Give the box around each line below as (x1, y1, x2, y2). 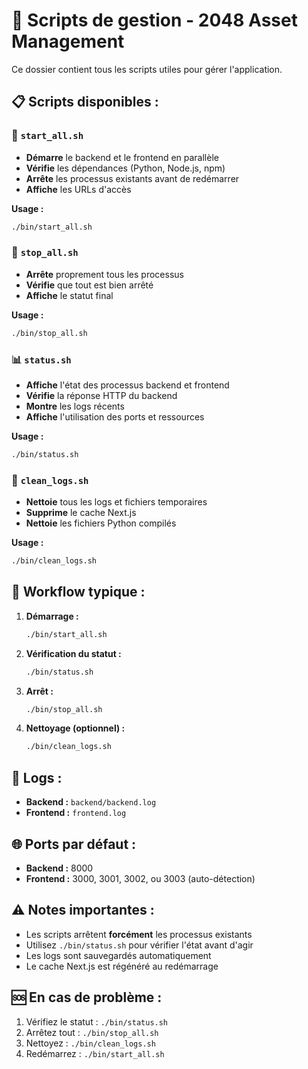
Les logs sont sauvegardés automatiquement (25, 949, 212, 961)
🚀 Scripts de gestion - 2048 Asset (11, 9, 298, 32)
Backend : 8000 (25, 862, 94, 874)
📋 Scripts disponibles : (11, 94, 159, 111)
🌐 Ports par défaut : (11, 835, 137, 853)
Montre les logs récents (25, 400, 125, 412)
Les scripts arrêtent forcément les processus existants (25, 928, 253, 940)
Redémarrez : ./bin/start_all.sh (25, 1047, 165, 1059)
